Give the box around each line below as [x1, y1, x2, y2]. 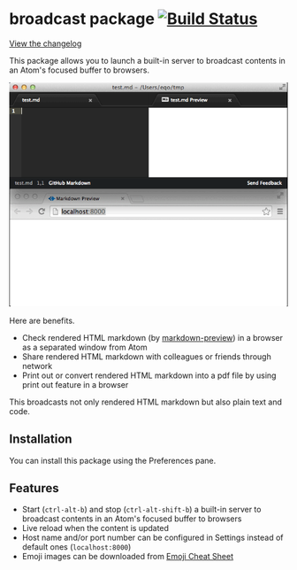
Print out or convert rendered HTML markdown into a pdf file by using [21, 370, 277, 381]
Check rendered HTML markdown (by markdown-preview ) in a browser [21, 332, 283, 343]
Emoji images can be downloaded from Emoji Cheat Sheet [21, 551, 234, 562]
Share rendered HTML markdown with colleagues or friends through [21, 350, 271, 362]
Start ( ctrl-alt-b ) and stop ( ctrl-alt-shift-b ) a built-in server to [21, 505, 262, 515]
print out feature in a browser [21, 379, 129, 389]
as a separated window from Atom [21, 342, 148, 352]
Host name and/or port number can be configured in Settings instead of [21, 532, 284, 543]
